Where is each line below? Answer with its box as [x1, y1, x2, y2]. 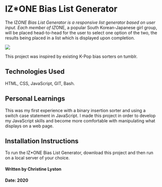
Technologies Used [5, 68, 65, 76]
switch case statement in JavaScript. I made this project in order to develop [5, 113, 156, 119]
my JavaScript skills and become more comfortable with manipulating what [5, 118, 155, 123]
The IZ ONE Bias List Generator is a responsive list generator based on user [5, 19, 156, 25]
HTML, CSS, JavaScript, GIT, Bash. [5, 80, 75, 86]
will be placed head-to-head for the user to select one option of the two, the [5, 30, 158, 35]
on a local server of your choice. [5, 155, 70, 161]
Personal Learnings [5, 95, 65, 103]
